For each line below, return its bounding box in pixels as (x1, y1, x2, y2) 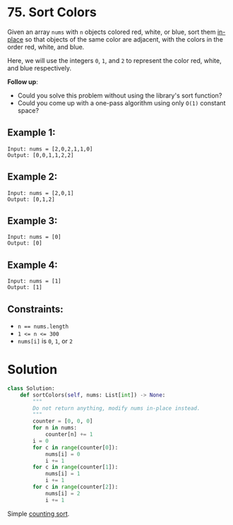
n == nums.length (17, 323, 69, 330)
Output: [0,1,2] (7, 196, 55, 203)
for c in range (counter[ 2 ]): (32, 483, 119, 491)
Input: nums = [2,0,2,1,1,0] (7, 146, 93, 153)
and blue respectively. (7, 64, 72, 72)
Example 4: (7, 259, 58, 271)
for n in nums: (32, 425, 78, 432)
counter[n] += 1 (44, 431, 93, 438)
